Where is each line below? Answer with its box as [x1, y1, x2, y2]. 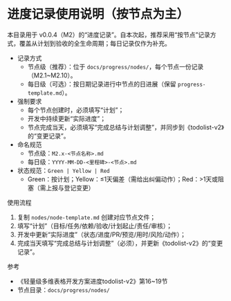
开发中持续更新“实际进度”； [27, 114, 106, 122]
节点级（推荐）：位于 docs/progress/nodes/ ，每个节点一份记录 [27, 62, 204, 71]
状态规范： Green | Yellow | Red [17, 166, 110, 174]
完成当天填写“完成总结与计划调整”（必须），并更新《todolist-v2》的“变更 [17, 239, 223, 247]
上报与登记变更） [46, 183, 95, 192]
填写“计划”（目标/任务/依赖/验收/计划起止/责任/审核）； [17, 221, 173, 230]
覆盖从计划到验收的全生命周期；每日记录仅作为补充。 [19, 39, 171, 47]
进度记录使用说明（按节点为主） [7, 6, 190, 22]
